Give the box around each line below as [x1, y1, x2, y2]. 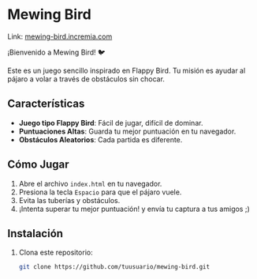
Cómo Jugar [7, 158, 69, 172]
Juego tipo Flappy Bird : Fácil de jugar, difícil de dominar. [18, 118, 203, 127]
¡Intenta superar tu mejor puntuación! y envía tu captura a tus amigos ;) [18, 204, 250, 213]
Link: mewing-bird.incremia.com [7, 32, 113, 41]
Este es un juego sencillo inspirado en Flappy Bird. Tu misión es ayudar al [7, 66, 246, 75]
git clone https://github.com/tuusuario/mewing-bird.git [18, 263, 210, 271]
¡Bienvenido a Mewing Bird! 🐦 [7, 47, 106, 57]
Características [7, 97, 85, 111]
